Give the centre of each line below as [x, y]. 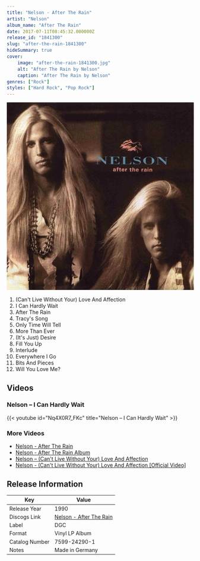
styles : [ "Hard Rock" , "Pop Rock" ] [51, 88]
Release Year [25, 509]
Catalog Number [29, 541]
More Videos [26, 433]
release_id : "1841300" [35, 38]
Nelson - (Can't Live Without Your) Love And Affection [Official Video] [101, 465]
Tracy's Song [31, 319]
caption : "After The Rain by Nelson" [64, 75]
